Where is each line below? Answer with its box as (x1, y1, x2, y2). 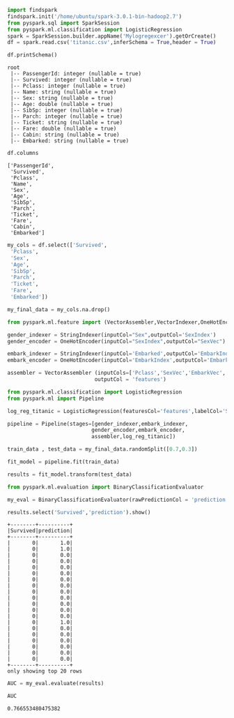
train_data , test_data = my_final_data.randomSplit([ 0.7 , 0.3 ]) (7, 446, 198, 453)
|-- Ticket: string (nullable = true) (10, 119, 123, 126)
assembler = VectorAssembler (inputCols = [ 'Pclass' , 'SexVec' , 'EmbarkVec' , (7, 370, 226, 377)
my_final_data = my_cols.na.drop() (7, 306, 111, 313)
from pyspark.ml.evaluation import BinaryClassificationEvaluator (7, 484, 204, 491)
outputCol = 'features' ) (94, 376, 167, 383)
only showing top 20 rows (7, 668, 82, 675)
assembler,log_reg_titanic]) (91, 433, 176, 440)
